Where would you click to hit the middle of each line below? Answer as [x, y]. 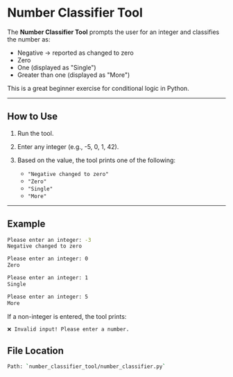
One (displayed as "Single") [57, 67]
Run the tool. [35, 133]
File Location [36, 350]
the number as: [29, 39]
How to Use [33, 117]
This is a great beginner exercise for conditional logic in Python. [98, 88]
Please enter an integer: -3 [49, 240]
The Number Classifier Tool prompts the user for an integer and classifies [113, 32]
